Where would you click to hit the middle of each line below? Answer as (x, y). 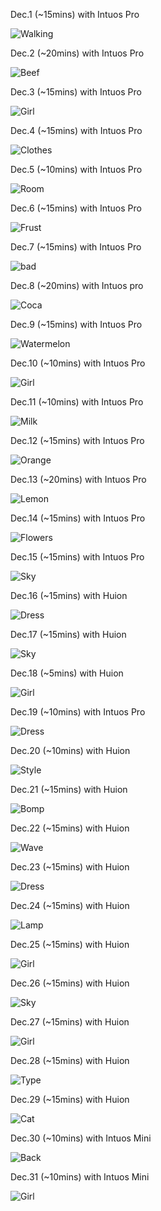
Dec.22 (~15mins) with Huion (70, 828)
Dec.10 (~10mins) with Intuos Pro (78, 363)
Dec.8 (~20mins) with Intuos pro (77, 285)
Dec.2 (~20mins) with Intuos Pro (77, 53)
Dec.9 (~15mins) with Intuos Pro (76, 324)
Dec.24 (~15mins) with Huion (70, 905)
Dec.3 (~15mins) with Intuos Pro (76, 92)
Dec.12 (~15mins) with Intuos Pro (77, 440)
